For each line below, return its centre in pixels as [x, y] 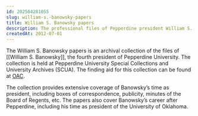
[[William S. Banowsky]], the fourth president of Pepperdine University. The [99, 57]
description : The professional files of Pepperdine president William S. [100, 28]
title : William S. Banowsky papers [50, 23]
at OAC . [16, 76]
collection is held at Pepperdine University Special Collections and [87, 64]
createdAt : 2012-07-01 [34, 34]
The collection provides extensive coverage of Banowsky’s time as [88, 87]
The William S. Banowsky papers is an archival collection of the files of [93, 51]
